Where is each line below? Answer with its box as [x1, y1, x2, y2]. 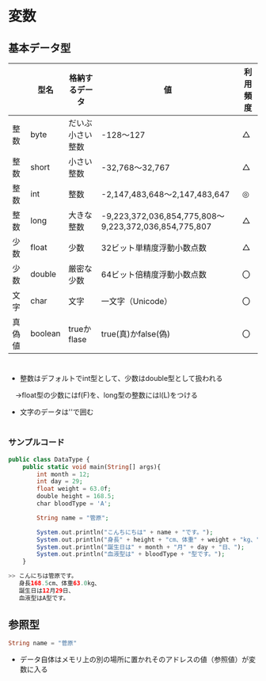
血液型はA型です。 [18, 594, 70, 602]
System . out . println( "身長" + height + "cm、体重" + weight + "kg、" [36, 535, 260, 543]
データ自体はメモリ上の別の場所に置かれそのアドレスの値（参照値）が [19, 655, 249, 664]
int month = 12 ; [36, 470, 90, 478]
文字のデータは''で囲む [19, 407, 94, 417]
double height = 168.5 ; [36, 493, 115, 500]
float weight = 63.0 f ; [36, 485, 112, 493]
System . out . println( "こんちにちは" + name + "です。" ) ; [36, 528, 214, 536]
